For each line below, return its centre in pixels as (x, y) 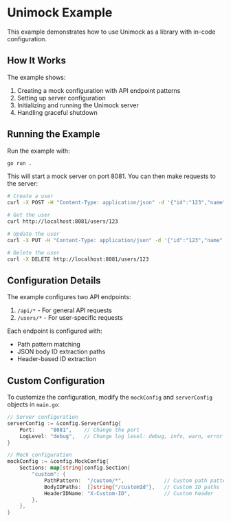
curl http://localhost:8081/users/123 (63, 221)
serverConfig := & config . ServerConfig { (64, 423)
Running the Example (54, 134)
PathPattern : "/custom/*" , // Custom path (125, 480)
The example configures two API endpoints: (69, 297)
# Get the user (29, 215)
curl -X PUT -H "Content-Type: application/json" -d (84, 240)
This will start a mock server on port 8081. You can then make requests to (112, 176)
